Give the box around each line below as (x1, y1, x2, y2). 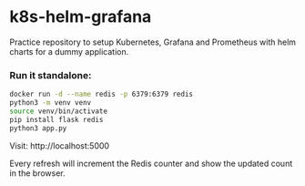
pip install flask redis (9, 115, 104, 124)
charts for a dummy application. (9, 46, 129, 57)
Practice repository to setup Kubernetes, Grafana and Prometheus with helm (9, 36, 297, 47)
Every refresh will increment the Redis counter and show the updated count (9, 158, 293, 169)
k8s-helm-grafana (9, 6, 152, 27)
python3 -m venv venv (9, 98, 92, 108)
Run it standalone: (9, 68, 92, 81)
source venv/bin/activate (9, 107, 107, 116)
